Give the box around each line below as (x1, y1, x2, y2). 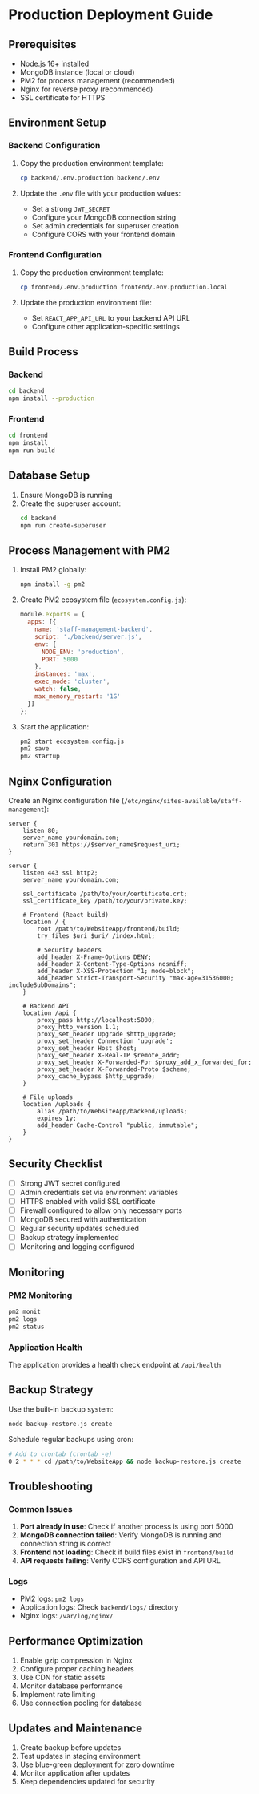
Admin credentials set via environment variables (19, 1187, 178, 1197)
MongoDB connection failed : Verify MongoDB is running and (19, 1530, 222, 1540)
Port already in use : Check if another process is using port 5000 (19, 1521, 233, 1532)
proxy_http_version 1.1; (37, 1024, 120, 1032)
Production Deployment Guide (8, 6, 213, 24)
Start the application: (19, 721, 90, 731)
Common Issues (8, 1503, 74, 1514)
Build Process (8, 345, 78, 358)
